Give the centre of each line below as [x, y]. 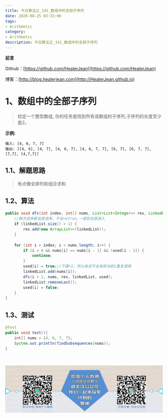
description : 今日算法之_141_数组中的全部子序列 [51, 43]
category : [15, 32]
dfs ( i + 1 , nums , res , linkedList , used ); [68, 277]
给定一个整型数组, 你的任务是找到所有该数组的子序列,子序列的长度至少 [89, 116]
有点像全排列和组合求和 [41, 184]
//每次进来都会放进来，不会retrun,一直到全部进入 [59, 219]
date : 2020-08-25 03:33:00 [33, 16]
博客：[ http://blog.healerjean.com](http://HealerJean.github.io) [70, 79]
